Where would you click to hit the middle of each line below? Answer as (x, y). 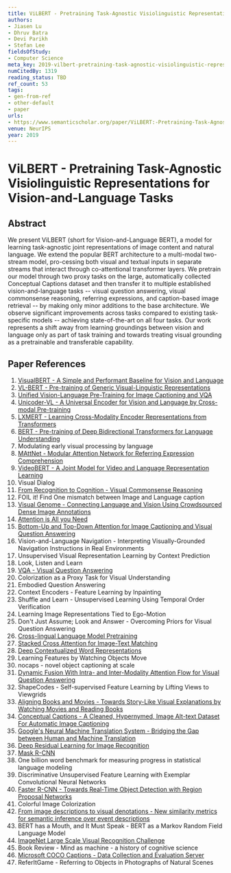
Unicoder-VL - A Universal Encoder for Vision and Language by (107, 402)
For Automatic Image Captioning (63, 724)
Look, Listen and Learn (50, 563)
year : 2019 (23, 135)
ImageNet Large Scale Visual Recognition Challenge (91, 841)
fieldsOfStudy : (29, 52)
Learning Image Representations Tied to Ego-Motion (92, 614)
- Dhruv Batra (28, 33)
